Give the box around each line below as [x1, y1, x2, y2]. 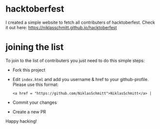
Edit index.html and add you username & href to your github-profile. [12, 76, 149, 82]
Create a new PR [12, 109, 47, 114]
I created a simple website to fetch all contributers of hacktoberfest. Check [5, 19, 155, 25]
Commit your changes [12, 99, 57, 105]
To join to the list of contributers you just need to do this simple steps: [5, 57, 145, 64]
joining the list [5, 42, 64, 53]
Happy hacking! [5, 118, 37, 124]
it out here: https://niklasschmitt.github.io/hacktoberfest [5, 24, 117, 30]
